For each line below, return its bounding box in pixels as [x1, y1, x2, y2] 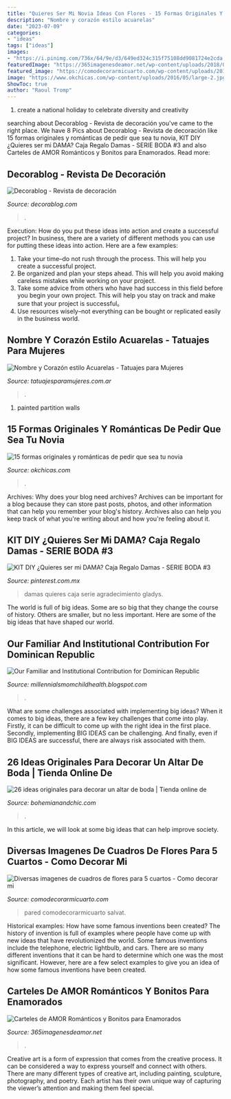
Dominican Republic [7, 649, 95, 660]
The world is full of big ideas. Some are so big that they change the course [7, 603, 219, 611]
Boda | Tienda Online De [7, 767, 113, 779]
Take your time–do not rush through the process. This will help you [16, 254, 206, 262]
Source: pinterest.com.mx [7, 576, 80, 585]
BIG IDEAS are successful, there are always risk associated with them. [7, 736, 206, 744]
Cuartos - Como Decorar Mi [7, 856, 128, 868]
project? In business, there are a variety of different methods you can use [7, 233, 215, 242]
